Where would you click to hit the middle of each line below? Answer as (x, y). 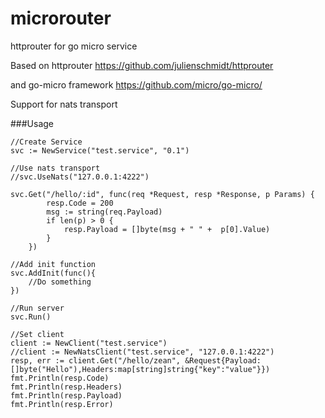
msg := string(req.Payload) (104, 212)
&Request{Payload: (223, 360)
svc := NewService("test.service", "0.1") (100, 150)
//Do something (60, 282)
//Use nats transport (55, 168)
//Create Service (46, 142)
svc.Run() (31, 317)
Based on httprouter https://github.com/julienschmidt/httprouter (142, 65)
